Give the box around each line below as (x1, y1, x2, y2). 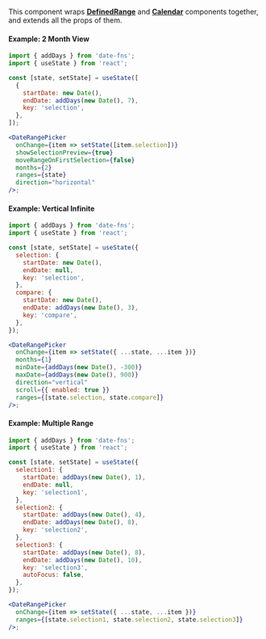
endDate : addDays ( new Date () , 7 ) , (23, 96, 139, 104)
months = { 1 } (15, 355, 52, 364)
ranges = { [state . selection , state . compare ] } (15, 393, 164, 401)
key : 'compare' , (23, 311, 78, 319)
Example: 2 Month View (8, 34, 90, 44)
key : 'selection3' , (23, 563, 89, 572)
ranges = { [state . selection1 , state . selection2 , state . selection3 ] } (15, 616, 243, 624)
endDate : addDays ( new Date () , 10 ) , (23, 556, 143, 564)
